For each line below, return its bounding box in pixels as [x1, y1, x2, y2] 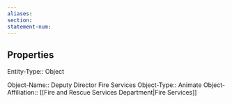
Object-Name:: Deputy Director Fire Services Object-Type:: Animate [7, 81, 202, 89]
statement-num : [7, 23, 52, 30]
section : [7, 17, 33, 24]
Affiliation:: [7, 88, 38, 97]
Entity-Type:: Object [7, 68, 65, 76]
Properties [7, 49, 54, 61]
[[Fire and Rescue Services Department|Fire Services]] [39, 88, 197, 97]
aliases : [7, 10, 33, 17]
